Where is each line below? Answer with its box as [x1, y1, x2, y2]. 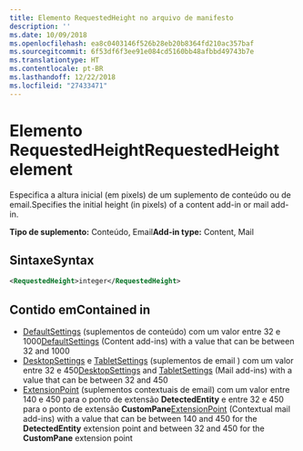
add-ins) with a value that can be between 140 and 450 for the [22, 414, 258, 425]
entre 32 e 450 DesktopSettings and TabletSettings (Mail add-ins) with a [22, 365, 293, 376]
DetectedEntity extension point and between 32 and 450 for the [22, 423, 266, 434]
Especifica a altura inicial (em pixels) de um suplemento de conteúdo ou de [9, 189, 291, 200]
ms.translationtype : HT [9, 56, 100, 65]
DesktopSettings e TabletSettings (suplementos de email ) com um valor [22, 355, 294, 366]
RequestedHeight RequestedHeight [9, 139, 280, 160]
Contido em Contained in [9, 302, 151, 317]
